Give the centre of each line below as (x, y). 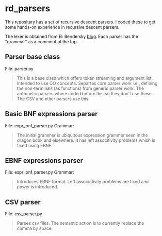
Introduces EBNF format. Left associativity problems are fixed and (83, 182)
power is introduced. (38, 187)
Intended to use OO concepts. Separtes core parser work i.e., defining (87, 83)
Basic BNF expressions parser (51, 114)
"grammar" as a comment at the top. (41, 41)
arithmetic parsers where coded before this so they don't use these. (85, 93)
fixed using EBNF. (35, 145)
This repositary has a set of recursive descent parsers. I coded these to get (80, 22)
